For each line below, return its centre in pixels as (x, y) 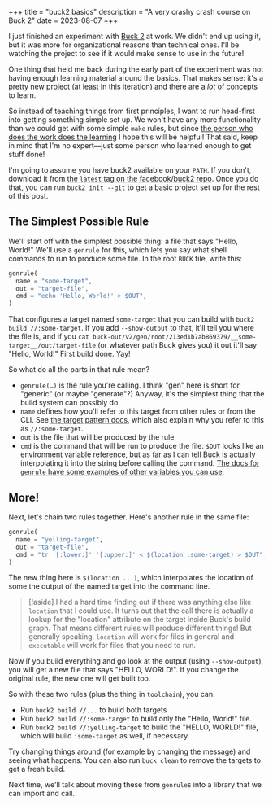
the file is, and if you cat (49, 336)
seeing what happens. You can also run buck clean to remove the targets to (135, 760)
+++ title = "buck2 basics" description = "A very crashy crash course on (130, 12)
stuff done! (27, 154)
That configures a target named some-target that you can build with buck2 (131, 319)
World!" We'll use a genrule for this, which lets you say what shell (118, 250)
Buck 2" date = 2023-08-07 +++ (63, 20)
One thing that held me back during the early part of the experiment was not (136, 69)
